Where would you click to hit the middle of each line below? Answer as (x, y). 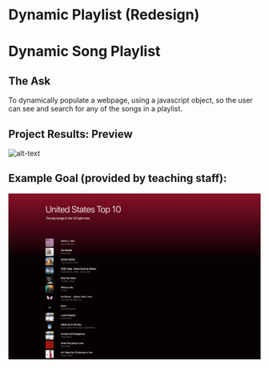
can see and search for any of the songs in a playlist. (95, 109)
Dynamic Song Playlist (84, 52)
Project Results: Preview (71, 134)
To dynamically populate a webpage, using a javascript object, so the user (131, 100)
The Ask (29, 81)
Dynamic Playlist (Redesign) (104, 15)
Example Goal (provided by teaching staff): (118, 178)
